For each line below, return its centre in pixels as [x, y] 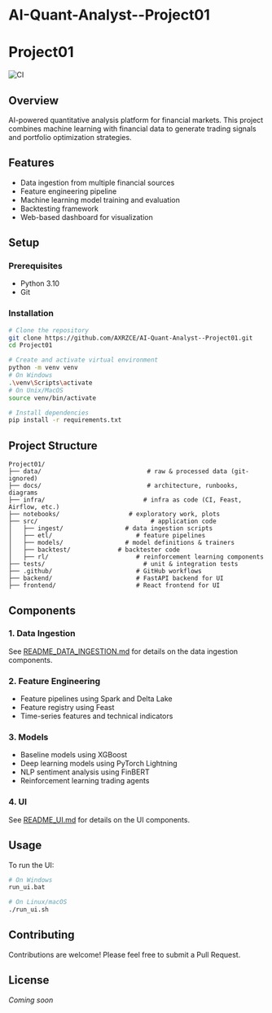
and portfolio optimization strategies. [70, 137]
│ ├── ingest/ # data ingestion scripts [111, 528]
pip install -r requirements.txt [65, 420]
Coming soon [31, 1000]
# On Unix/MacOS [36, 390]
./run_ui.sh [29, 910]
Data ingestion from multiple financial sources [97, 182]
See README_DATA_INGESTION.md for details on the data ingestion [123, 651]
